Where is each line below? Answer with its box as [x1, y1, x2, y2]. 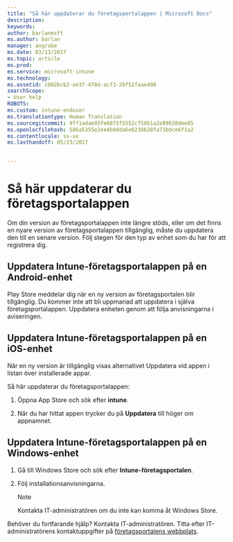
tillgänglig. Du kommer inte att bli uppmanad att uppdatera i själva [7, 297, 195, 306]
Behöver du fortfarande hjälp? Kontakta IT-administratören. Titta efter [7, 519, 205, 527]
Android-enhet [7, 272, 73, 283]
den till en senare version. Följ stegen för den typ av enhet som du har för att [7, 234, 226, 242]
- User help [7, 94, 42, 101]
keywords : [7, 23, 36, 30]
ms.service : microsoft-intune [7, 68, 95, 75]
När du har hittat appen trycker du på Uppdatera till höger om [17, 409, 194, 417]
